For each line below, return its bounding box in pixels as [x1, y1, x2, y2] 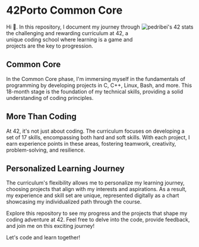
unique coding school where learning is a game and [6, 36, 133, 43]
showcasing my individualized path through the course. [6, 198, 142, 205]
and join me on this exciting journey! [6, 223, 95, 230]
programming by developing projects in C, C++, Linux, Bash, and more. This [6, 82, 192, 89]
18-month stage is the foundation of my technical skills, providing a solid [6, 87, 184, 95]
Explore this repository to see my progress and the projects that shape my [6, 210, 188, 217]
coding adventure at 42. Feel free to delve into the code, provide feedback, [6, 216, 190, 223]
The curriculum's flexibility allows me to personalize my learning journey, [6, 179, 185, 186]
